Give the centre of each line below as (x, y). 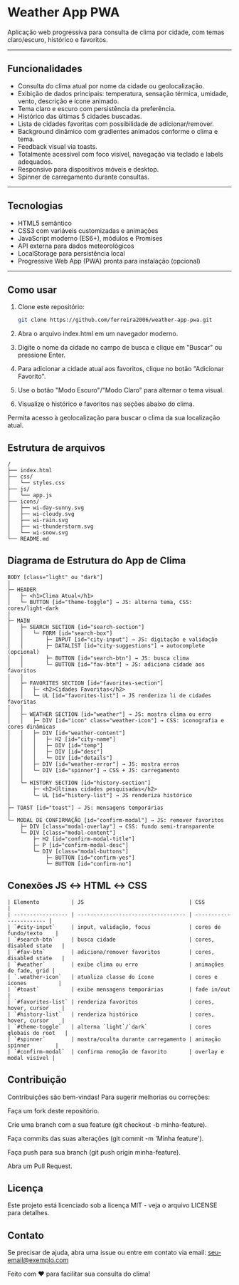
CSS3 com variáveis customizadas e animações (88, 230)
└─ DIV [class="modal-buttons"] (81, 851)
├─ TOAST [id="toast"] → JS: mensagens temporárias (85, 808)
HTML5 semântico (45, 223)
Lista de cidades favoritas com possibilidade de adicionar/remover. (116, 124)
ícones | (34, 983)
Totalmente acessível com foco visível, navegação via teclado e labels (120, 154)
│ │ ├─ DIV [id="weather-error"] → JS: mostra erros (94, 764)
